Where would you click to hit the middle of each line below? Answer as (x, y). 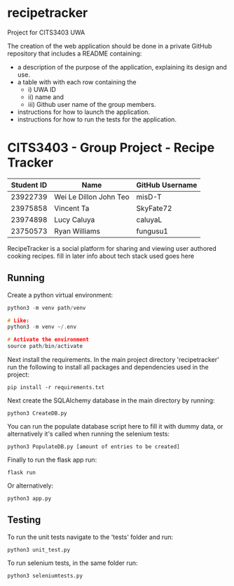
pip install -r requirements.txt (56, 388)
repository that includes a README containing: (75, 53)
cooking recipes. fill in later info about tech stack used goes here (101, 256)
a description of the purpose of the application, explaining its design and (122, 67)
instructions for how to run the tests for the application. (97, 119)
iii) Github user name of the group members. (92, 104)
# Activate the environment (48, 340)
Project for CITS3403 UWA (46, 32)
